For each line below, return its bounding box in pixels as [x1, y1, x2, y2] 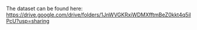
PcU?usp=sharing [6, 18, 50, 24]
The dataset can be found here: [6, 5, 83, 12]
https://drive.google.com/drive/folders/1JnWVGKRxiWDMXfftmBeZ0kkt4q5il [6, 11, 191, 18]
